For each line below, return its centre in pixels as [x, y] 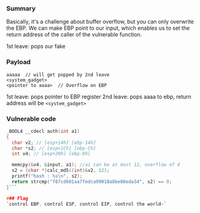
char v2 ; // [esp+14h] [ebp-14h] [54, 143]
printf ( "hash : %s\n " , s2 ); [47, 176]
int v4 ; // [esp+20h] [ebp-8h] [51, 154]
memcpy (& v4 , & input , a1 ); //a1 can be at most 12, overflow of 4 [96, 165]
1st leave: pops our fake [36, 46]
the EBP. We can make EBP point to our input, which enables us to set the [98, 28]
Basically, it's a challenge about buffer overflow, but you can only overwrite [100, 22]
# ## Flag [17, 198]
